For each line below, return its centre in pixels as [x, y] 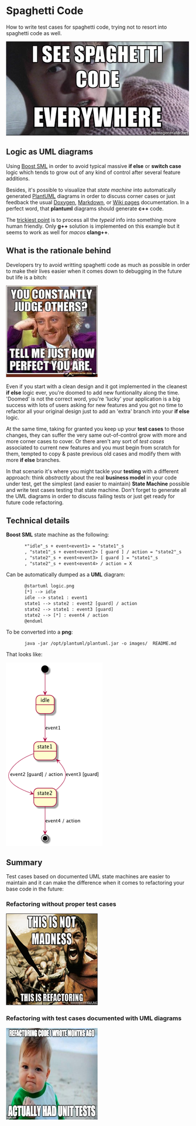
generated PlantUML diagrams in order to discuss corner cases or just [91, 196]
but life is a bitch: [27, 277]
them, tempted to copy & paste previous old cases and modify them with [94, 454]
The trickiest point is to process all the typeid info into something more [91, 220]
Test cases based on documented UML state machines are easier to [88, 877]
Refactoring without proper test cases [61, 904]
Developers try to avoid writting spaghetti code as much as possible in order [98, 265]
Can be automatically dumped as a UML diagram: [66, 574]
